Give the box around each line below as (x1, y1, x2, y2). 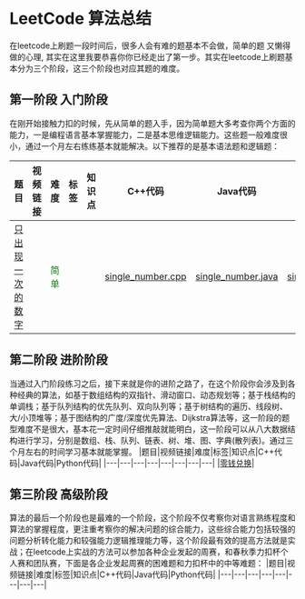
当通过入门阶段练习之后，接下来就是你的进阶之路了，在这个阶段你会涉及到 (9, 378, 288, 389)
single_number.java (194, 270, 279, 283)
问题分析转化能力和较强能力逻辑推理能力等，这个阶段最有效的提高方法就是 (9, 535, 288, 546)
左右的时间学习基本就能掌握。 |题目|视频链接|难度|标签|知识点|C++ (25, 446, 275, 457)
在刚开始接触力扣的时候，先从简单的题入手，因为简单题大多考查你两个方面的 (9, 117, 296, 128)
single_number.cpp (104, 270, 187, 283)
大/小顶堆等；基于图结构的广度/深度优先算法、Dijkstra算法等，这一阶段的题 (9, 412, 290, 423)
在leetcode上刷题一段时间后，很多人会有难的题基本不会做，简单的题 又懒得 (9, 40, 291, 51)
